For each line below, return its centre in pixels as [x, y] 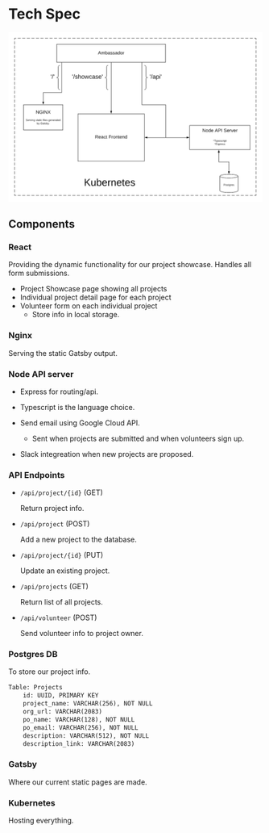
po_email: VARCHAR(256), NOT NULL [81, 728]
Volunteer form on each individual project [89, 306]
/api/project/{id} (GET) [61, 492]
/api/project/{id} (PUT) [62, 555]
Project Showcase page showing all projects [93, 289]
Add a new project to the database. [78, 540]
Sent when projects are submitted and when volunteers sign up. [138, 438]
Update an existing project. [65, 571]
